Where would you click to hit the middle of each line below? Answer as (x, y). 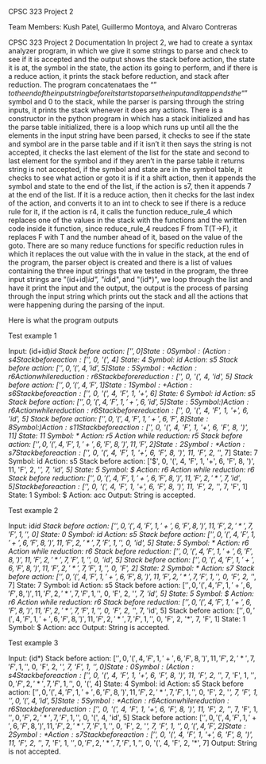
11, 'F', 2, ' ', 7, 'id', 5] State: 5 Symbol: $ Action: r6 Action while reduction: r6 (131, 470)
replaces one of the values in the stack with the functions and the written (128, 220)
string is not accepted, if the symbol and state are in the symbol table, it (125, 169)
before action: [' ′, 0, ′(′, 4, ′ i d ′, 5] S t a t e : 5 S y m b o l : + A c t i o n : (102, 368)
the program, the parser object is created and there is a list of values (120, 263)
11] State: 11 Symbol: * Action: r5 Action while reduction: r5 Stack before (126, 436)
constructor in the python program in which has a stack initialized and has (129, 118)
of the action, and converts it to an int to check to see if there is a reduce (127, 203)
